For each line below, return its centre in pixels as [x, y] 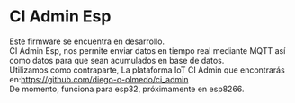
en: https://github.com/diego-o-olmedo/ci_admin [99, 79]
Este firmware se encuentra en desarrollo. [87, 41]
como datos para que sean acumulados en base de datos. [117, 60]
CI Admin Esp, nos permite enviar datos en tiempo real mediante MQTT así [147, 50]
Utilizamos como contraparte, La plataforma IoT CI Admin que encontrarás [147, 70]
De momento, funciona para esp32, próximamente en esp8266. [127, 89]
